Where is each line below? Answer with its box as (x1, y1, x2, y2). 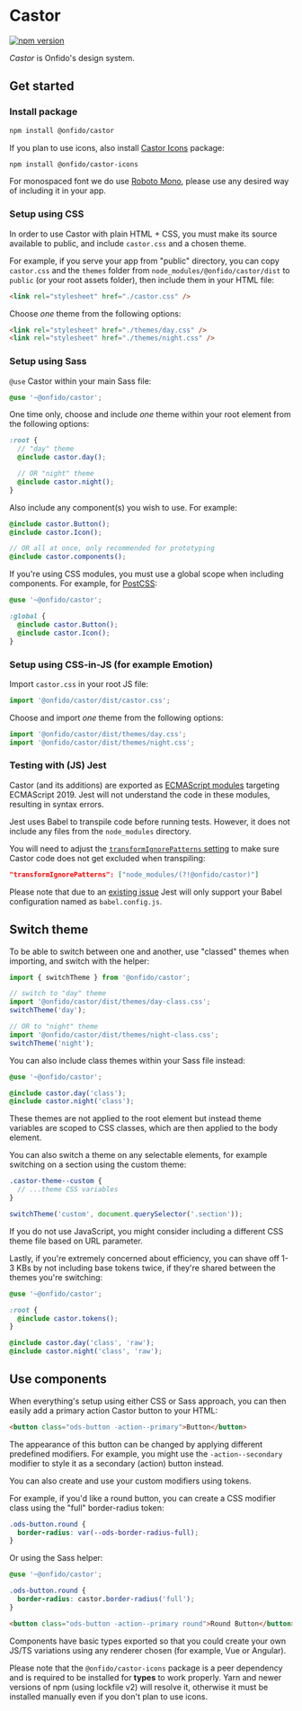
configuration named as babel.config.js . (9, 896, 163, 906)
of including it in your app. (9, 185, 106, 196)
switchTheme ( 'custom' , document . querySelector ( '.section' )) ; (9, 1209, 244, 1218)
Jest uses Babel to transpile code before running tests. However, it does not (9, 815, 290, 827)
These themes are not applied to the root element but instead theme (9, 1113, 262, 1124)
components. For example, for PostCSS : (9, 578, 157, 589)
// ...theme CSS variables (17, 1185, 119, 1194)
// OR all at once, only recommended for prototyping (9, 544, 216, 553)
